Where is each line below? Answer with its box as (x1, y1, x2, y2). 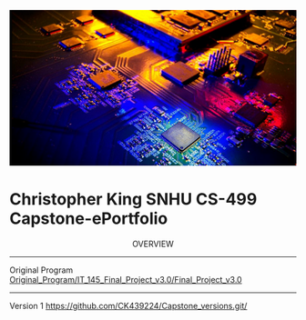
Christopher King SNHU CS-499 (9, 189, 258, 210)
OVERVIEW (131, 238, 175, 249)
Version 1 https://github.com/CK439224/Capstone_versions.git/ (9, 300, 248, 311)
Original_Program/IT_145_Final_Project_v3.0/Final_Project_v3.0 (9, 274, 243, 285)
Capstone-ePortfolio (9, 208, 168, 229)
